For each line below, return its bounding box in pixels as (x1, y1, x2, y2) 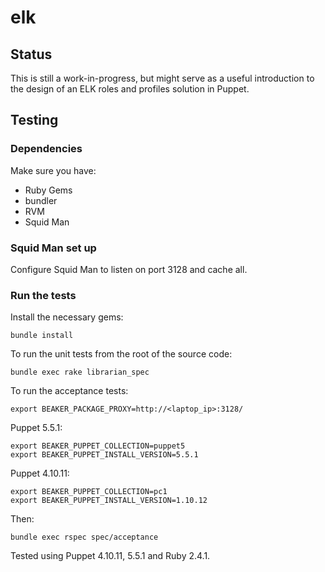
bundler (24, 194, 58, 206)
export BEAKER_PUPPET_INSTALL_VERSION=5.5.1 (10, 450, 199, 460)
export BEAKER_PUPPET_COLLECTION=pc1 (10, 487, 168, 497)
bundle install (10, 331, 74, 341)
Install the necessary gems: (10, 311, 124, 323)
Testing (10, 112, 59, 129)
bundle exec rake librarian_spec (10, 367, 150, 378)
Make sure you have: (10, 164, 97, 176)
